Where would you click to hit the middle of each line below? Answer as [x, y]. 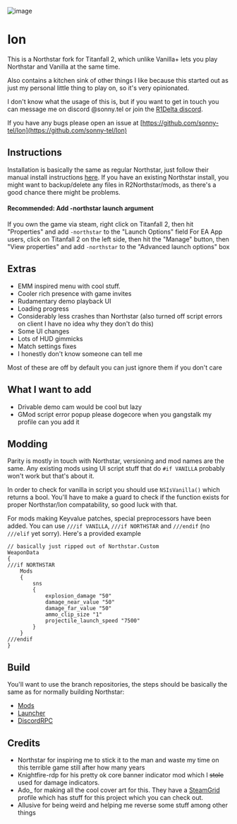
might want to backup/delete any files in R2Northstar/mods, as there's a [112, 185]
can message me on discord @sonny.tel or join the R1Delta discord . [105, 109]
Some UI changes [43, 331]
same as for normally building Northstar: [66, 692]
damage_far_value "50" [78, 609]
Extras [22, 269]
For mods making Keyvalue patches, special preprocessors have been [109, 519]
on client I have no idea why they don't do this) [85, 324]
